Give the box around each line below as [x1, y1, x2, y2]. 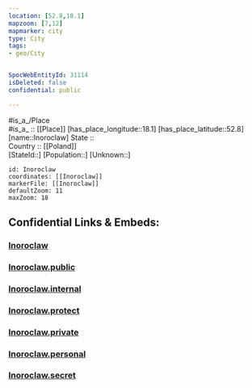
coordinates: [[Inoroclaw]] [8, 172, 103, 180]
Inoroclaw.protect [8, 305, 80, 316]
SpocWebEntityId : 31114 [8, 71, 89, 79]
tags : [8, 42, 27, 50]
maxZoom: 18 [8, 193, 48, 202]
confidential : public [8, 86, 82, 94]
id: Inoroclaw [8, 165, 57, 174]
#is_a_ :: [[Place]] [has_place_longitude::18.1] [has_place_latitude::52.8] [8, 124, 245, 133]
